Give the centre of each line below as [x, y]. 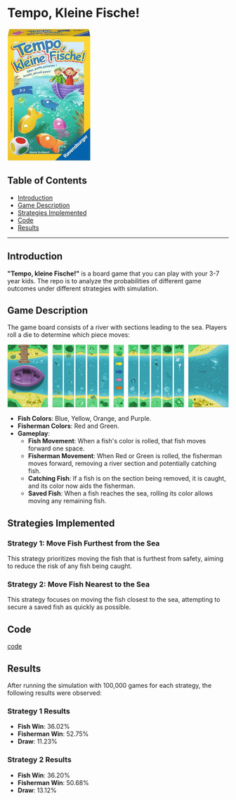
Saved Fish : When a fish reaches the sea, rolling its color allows [120, 493]
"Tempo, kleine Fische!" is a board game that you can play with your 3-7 [113, 273]
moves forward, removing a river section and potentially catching [122, 464]
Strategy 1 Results [39, 711]
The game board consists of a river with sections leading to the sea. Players [117, 327]
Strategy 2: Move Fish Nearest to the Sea [78, 584]
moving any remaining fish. [67, 501]
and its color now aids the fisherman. [81, 486]
